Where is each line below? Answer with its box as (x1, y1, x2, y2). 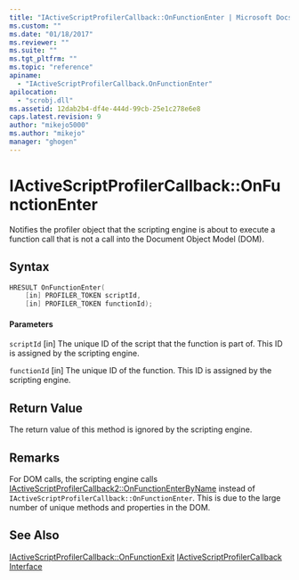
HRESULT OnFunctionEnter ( (9, 282, 105, 292)
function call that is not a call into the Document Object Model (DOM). (9, 233, 265, 244)
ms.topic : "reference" (9, 63, 93, 72)
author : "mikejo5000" (9, 121, 90, 130)
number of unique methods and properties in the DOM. (9, 502, 211, 512)
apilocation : (9, 87, 58, 96)
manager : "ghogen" (9, 137, 77, 146)
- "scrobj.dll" (17, 95, 74, 105)
